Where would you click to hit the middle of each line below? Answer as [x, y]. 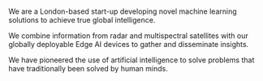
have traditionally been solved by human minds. [88, 69]
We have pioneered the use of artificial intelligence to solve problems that [131, 60]
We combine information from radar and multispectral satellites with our [129, 36]
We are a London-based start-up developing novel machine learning [123, 11]
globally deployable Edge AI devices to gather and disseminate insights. [129, 45]
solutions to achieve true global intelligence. [82, 20]
